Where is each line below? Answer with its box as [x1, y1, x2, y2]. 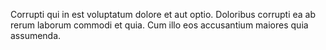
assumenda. [10, 30, 62, 41]
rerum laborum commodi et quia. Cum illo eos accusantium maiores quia [10, 19, 309, 31]
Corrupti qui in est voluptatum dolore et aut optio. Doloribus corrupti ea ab [10, 9, 317, 20]
